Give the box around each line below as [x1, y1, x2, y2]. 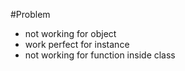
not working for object [24, 28, 117, 39]
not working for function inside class [24, 49, 176, 61]
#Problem [10, 9, 51, 20]
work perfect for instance [24, 39, 130, 50]
